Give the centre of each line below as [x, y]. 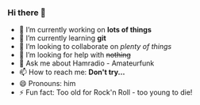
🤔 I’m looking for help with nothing [75, 55]
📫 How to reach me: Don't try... [72, 72]
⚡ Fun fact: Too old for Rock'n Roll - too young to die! [106, 92]
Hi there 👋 [27, 13]
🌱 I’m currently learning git [62, 38]
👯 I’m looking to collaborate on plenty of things [95, 47]
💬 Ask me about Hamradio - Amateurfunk [87, 63]
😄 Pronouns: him [47, 84]
